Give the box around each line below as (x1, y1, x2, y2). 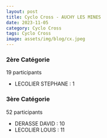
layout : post (6, 8, 38, 15)
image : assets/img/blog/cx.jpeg (6, 36, 85, 42)
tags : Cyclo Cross (6, 31, 51, 37)
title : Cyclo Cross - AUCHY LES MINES (6, 14, 101, 20)
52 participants (6, 109, 43, 116)
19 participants (6, 69, 42, 76)
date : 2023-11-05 (6, 19, 49, 25)
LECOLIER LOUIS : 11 (14, 126, 65, 133)
